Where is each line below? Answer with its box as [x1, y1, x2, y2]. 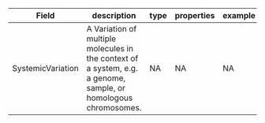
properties [174, 10, 215, 20]
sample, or [86, 83, 126, 93]
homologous [86, 92, 133, 103]
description [91, 10, 136, 20]
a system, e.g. [86, 63, 138, 73]
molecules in [86, 43, 134, 54]
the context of [86, 53, 139, 64]
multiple [86, 33, 117, 44]
